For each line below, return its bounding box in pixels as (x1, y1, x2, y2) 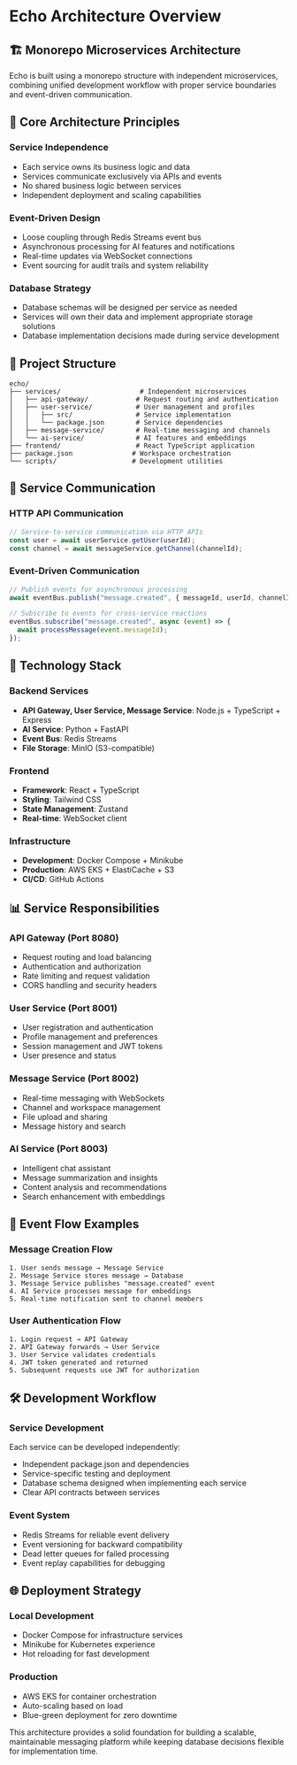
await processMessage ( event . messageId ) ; (17, 625, 168, 634)
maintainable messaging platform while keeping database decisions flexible (9, 1736, 285, 1746)
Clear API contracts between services (21, 1487, 161, 1498)
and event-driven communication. (9, 89, 133, 99)
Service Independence (9, 142, 109, 154)
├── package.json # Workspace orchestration (9, 449, 232, 458)
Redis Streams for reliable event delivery (21, 1529, 170, 1540)
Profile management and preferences (21, 1032, 158, 1042)
